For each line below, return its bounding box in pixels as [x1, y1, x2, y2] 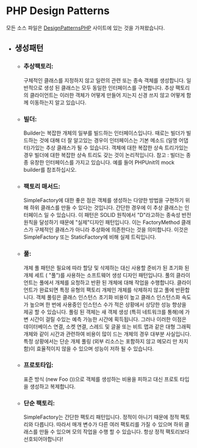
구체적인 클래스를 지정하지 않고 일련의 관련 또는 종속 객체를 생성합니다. [23, 76, 185, 83]
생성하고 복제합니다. [29, 383, 76, 390]
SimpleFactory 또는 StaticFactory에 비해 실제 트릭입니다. [23, 233, 157, 240]
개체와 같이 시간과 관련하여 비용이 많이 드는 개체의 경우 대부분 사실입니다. [23, 330, 192, 337]
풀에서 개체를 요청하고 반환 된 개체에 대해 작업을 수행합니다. [39, 279, 176, 286]
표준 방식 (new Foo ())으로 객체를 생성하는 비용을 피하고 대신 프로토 [23, 375, 179, 383]
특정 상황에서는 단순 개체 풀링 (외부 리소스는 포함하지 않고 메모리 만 [23, 337, 178, 345]
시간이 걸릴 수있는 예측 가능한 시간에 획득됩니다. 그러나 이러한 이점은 [29, 316, 187, 323]
